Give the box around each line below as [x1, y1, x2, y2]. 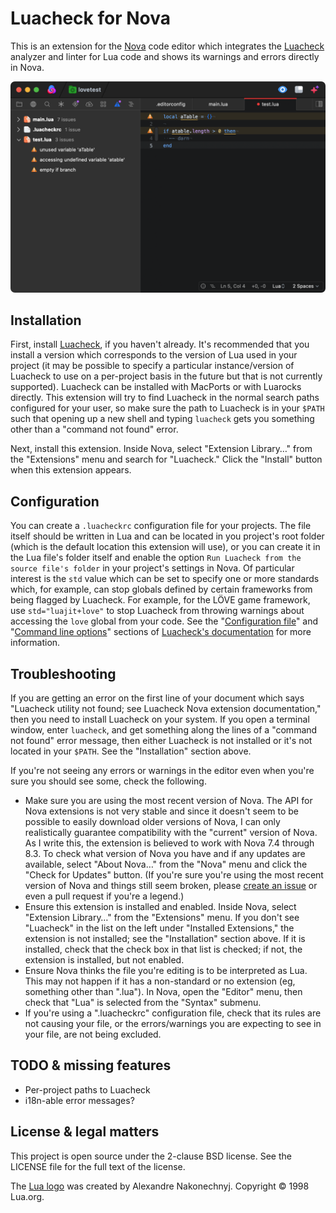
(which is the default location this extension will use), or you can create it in [10, 541, 321, 553]
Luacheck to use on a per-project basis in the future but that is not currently [10, 370, 323, 382]
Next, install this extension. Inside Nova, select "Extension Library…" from [10, 443, 313, 455]
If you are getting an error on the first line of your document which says [10, 692, 305, 704]
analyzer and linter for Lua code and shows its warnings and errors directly [10, 50, 320, 62]
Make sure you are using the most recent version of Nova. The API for [24, 795, 313, 807]
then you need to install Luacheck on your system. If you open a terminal [10, 713, 310, 726]
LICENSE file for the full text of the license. [10, 1160, 186, 1172]
